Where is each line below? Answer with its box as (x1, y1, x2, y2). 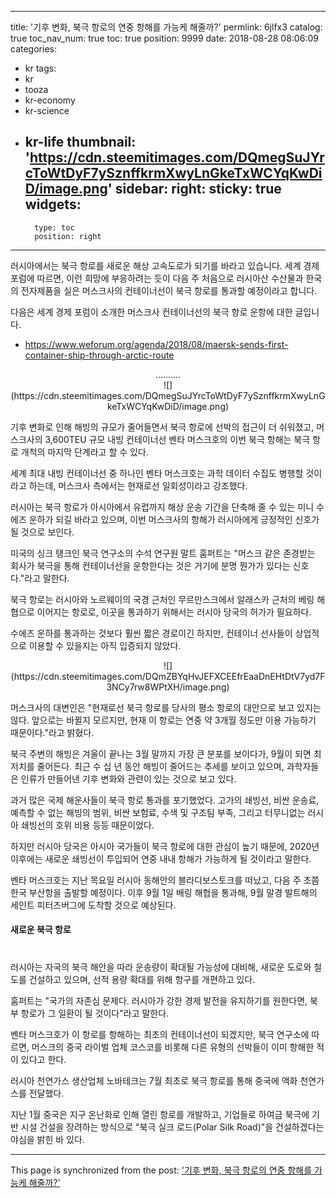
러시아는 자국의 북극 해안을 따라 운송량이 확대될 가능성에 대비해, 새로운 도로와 (10, 961, 312, 973)
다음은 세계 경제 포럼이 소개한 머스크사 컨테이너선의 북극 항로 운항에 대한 (10, 306, 293, 318)
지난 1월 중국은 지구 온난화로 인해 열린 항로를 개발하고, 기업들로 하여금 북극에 (10, 1108, 310, 1120)
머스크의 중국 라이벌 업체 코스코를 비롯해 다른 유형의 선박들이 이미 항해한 (31, 1041, 315, 1053)
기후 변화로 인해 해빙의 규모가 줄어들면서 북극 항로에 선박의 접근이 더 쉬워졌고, (10, 421, 315, 433)
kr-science (24, 105, 70, 116)
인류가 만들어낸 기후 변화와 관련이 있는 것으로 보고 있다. (20, 772, 237, 785)
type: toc (34, 222, 75, 233)
